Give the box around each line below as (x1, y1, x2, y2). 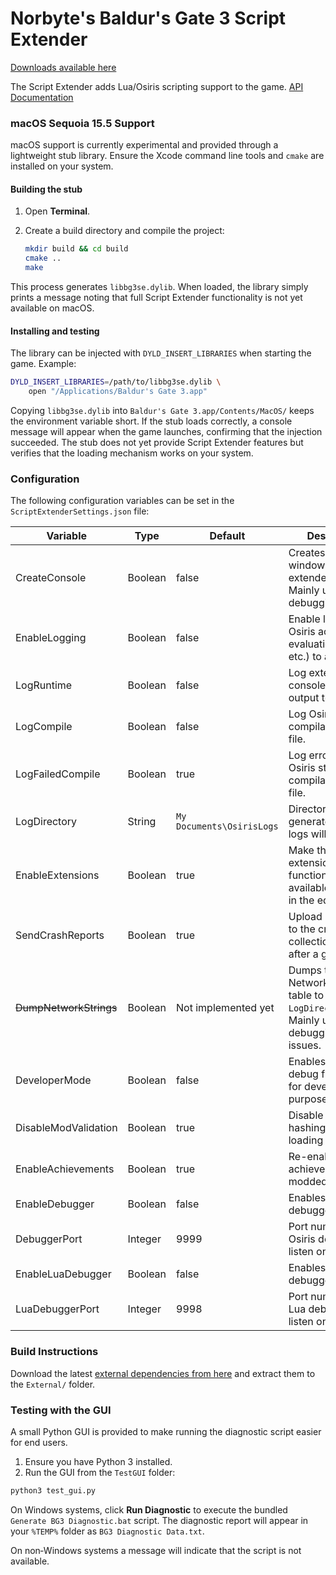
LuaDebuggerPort (15, 1302, 100, 1316)
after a (288, 947, 319, 961)
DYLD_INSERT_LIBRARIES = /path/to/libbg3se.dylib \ (10, 377, 222, 387)
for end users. (10, 1436, 68, 1448)
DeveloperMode (15, 1073, 92, 1087)
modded (288, 1175, 328, 1189)
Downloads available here (10, 61, 117, 73)
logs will (288, 827, 327, 841)
